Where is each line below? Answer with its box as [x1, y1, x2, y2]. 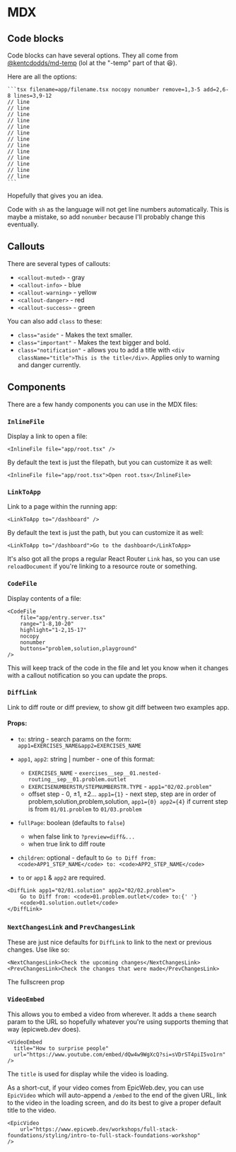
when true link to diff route [28, 840, 106, 848]
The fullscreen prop [7, 978, 65, 986]
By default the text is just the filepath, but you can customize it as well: [7, 458, 213, 466]
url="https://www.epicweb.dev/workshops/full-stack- [20, 1126, 179, 1133]
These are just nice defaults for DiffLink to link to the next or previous [7, 938, 212, 947]
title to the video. [7, 1105, 57, 1114]
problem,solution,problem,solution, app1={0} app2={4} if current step [28, 797, 228, 806]
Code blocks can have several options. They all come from [7, 51, 179, 59]
